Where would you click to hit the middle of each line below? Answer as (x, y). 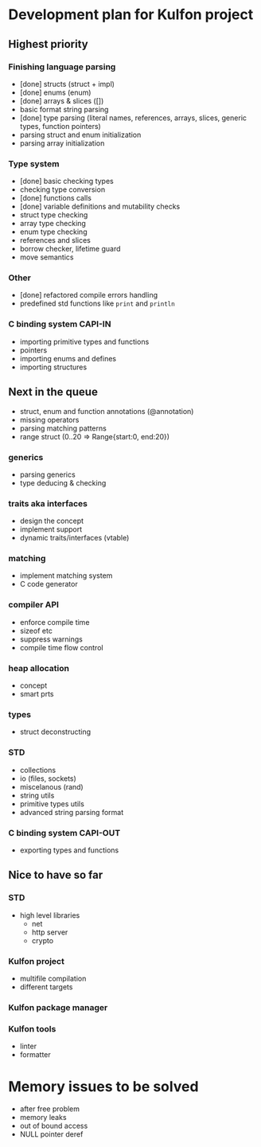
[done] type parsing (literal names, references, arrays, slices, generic (133, 118)
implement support (51, 529)
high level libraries (50, 915)
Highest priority (49, 44)
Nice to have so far (56, 875)
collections (38, 770)
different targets (46, 987)
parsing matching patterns (63, 428)
